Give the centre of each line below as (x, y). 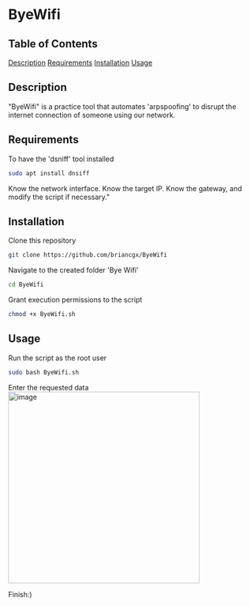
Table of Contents (53, 44)
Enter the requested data (49, 387)
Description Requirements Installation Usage (80, 62)
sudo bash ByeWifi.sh (44, 372)
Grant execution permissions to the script (75, 300)
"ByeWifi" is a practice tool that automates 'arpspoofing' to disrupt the (122, 106)
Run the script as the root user (58, 358)
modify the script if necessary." (59, 197)
